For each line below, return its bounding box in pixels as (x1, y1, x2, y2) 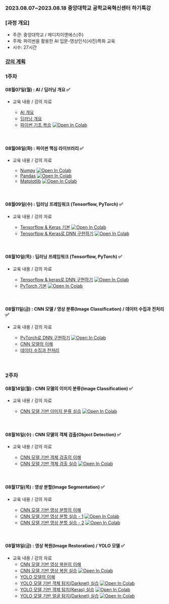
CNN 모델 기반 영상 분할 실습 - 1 (20, 513, 84, 519)
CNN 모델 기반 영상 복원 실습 (20, 567, 77, 574)
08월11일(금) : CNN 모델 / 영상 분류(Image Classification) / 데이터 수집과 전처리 (5, 306, 164, 312)
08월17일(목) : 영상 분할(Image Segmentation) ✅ (5, 484, 105, 490)
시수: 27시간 (12, 44, 37, 51)
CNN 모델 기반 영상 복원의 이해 (20, 561, 82, 567)
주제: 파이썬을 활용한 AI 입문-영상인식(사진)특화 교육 (12, 38, 116, 44)
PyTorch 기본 (20, 283, 47, 289)
